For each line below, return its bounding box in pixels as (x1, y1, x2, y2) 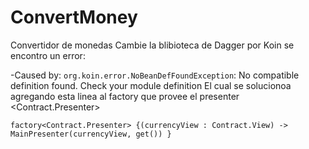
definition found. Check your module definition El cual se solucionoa (10, 79, 292, 91)
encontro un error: (10, 49, 86, 61)
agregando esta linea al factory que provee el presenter (10, 90, 240, 102)
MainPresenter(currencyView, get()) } (10, 129, 172, 139)
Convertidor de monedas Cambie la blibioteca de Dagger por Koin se (10, 39, 295, 51)
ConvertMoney (10, 6, 138, 29)
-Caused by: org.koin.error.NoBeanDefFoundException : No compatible (10, 69, 300, 81)
